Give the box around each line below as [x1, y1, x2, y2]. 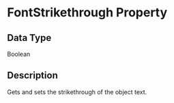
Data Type [7, 32, 52, 44]
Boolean [7, 50, 31, 58]
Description [7, 70, 58, 81]
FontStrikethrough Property [7, 5, 168, 20]
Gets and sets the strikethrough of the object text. [7, 87, 147, 96]
